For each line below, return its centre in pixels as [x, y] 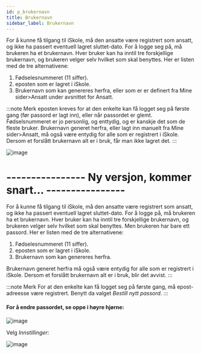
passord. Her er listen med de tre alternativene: [65, 232]
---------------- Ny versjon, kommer [99, 177]
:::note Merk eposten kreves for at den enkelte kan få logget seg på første [98, 109]
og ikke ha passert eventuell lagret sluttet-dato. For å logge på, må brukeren [101, 213]
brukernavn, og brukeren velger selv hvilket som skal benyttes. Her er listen [100, 60]
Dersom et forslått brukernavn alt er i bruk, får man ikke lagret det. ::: [91, 141]
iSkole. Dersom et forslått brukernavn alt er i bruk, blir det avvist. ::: [90, 275]
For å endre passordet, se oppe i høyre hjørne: [65, 307]
